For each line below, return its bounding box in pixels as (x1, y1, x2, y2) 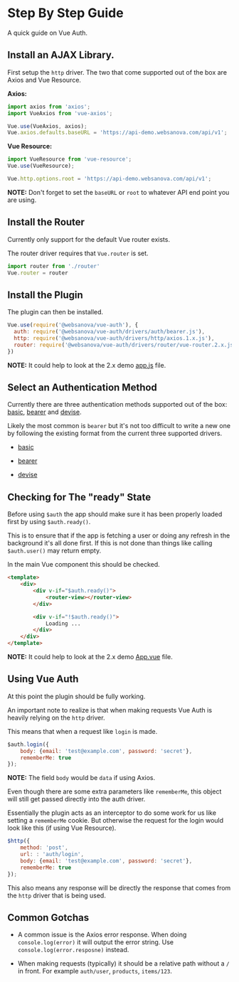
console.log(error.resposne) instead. (17, 946, 129, 954)
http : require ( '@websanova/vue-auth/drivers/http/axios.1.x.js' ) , (14, 335, 215, 342)
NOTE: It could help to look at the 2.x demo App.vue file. (7, 653, 173, 661)
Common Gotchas (7, 912, 90, 924)
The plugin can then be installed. (7, 308, 104, 316)
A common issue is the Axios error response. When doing (17, 930, 187, 939)
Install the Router (7, 216, 85, 228)
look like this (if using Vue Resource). (7, 823, 117, 833)
